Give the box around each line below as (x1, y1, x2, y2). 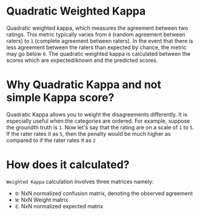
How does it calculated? (6, 158, 130, 172)
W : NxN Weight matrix (15, 196, 68, 203)
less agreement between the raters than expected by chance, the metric (6, 44, 187, 51)
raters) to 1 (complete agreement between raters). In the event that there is (6, 37, 193, 44)
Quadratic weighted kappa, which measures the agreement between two (6, 24, 188, 32)
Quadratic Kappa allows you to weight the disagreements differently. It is (6, 110, 188, 118)
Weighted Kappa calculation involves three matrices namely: (6, 178, 154, 185)
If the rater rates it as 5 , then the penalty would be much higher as (6, 130, 171, 137)
